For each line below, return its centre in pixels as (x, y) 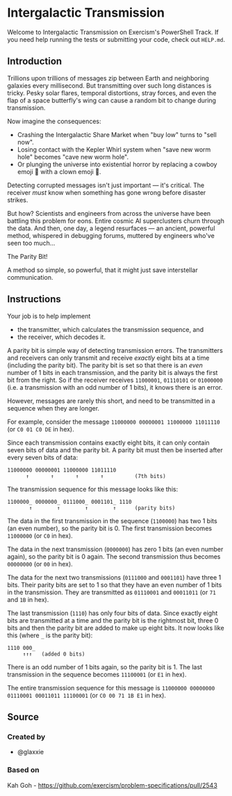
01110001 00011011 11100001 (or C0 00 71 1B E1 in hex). (87, 695)
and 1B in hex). (28, 599)
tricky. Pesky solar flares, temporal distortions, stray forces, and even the (112, 93)
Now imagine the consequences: (54, 121)
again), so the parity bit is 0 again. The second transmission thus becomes (114, 556)
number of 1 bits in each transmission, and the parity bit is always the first (113, 372)
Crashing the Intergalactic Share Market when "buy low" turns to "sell (117, 134)
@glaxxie (30, 752)
